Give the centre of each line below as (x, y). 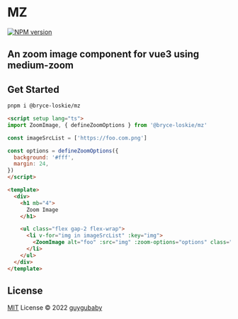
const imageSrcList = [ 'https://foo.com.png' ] (77, 138)
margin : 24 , (32, 164)
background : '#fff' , (44, 157)
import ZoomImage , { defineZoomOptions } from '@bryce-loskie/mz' (107, 125)
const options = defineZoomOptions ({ (63, 151)
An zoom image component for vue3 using (103, 54)
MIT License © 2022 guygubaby (55, 308)
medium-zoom (41, 66)
